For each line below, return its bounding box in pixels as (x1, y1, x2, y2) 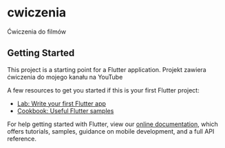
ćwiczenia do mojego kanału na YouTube (7, 73, 123, 81)
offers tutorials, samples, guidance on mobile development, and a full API (7, 127, 215, 135)
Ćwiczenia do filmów (7, 27, 67, 36)
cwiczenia (7, 5, 67, 21)
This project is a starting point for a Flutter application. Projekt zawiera (7, 65, 206, 73)
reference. (7, 134, 36, 143)
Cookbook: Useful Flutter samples (17, 106, 114, 114)
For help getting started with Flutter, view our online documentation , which (7, 120, 219, 128)
